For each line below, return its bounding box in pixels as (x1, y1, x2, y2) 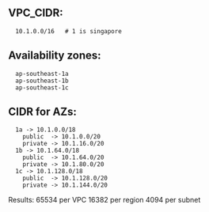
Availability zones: (8, 49, 101, 62)
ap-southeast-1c (15, 83, 69, 92)
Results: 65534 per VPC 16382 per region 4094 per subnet (8, 195, 201, 205)
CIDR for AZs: (8, 105, 78, 119)
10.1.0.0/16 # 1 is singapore (15, 27, 123, 35)
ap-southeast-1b (15, 77, 69, 85)
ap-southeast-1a (15, 70, 69, 78)
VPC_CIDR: (8, 6, 63, 20)
